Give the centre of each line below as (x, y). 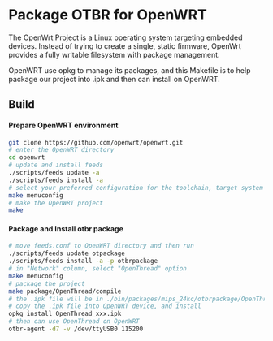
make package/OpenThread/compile (65, 291)
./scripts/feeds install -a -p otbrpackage (83, 261)
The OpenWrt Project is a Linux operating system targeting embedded (126, 37)
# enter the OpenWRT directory (61, 150)
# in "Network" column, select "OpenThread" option (97, 269)
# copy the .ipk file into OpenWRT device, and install (105, 306)
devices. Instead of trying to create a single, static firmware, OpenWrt (125, 45)
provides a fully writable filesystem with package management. (115, 54)
